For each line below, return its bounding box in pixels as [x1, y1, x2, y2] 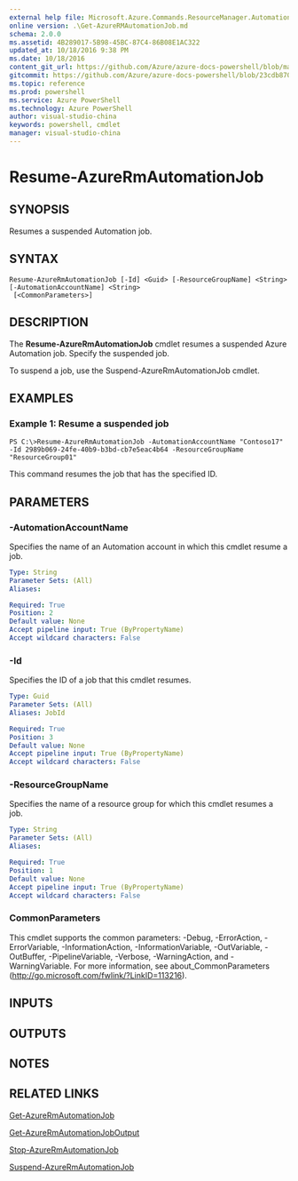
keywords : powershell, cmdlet [9, 121, 122, 130]
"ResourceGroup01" [9, 453, 77, 462]
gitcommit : [9, 71, 50, 80]
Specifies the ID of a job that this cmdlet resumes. [9, 674, 192, 685]
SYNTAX [9, 251, 59, 267]
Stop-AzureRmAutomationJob [9, 1144, 119, 1155]
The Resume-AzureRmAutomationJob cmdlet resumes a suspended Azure [9, 339, 287, 349]
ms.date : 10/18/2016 [9, 54, 86, 63]
